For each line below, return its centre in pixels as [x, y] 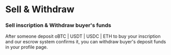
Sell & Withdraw [40, 9]
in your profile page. [27, 47]
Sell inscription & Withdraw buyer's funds [58, 25]
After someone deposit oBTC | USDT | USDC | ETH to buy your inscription [83, 36]
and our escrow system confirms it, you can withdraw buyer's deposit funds [86, 42]
